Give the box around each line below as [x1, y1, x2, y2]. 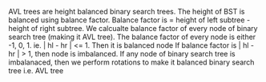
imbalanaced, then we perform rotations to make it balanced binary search [8, 57, 255, 67]
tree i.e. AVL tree [8, 66, 64, 75]
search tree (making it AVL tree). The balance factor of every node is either [8, 32, 256, 41]
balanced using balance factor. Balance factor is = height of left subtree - [8, 15, 251, 25]
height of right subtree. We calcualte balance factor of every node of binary [8, 24, 258, 33]
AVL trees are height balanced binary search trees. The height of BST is [8, 7, 245, 16]
